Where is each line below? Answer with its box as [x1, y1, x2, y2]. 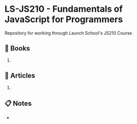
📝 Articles [4, 72, 35, 80]
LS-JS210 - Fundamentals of [4, 3, 123, 15]
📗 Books [4, 44, 30, 52]
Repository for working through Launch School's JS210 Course [4, 30, 132, 36]
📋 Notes [4, 99, 32, 107]
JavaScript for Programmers [4, 14, 123, 25]
